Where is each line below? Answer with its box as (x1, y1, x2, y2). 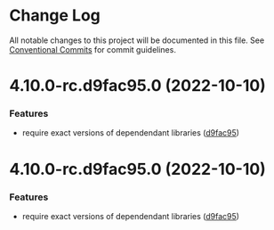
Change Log (9, 5, 101, 26)
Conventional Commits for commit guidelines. (9, 44, 176, 54)
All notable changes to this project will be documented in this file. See (9, 35, 265, 45)
